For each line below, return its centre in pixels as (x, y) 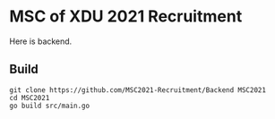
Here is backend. (41, 41)
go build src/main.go (50, 106)
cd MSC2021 (30, 98)
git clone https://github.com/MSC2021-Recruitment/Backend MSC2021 (138, 90)
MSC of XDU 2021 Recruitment (126, 17)
